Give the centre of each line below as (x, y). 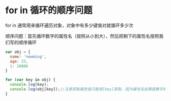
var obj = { (18, 52)
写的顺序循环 (23, 42)
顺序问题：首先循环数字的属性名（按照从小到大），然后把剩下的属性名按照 (82, 36)
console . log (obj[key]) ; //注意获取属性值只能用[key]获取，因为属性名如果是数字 (87, 89)
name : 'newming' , (28, 57)
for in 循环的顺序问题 (49, 10)
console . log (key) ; (30, 85)
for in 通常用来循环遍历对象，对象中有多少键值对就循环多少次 (69, 25)
